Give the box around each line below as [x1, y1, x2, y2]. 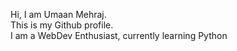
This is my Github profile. [10, 19, 114, 31]
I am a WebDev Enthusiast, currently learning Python [10, 30, 228, 41]
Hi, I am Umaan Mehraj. [10, 9, 107, 20]
